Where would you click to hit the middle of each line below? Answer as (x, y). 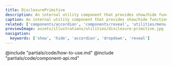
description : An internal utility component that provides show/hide (81, 15)
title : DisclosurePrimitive (35, 10)
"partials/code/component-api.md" (42, 58)
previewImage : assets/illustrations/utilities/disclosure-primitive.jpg (84, 29)
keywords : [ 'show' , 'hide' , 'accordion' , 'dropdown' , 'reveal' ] (80, 39)
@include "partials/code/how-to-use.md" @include (60, 53)
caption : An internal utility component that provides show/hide (76, 19)
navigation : (18, 34)
